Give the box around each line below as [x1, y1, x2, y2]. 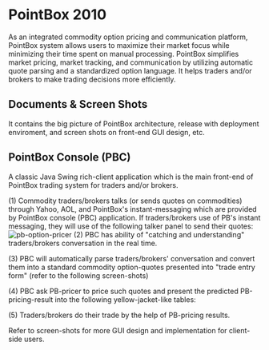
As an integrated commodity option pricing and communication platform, [8, 32, 248, 42]
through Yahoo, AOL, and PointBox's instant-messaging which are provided [8, 204, 258, 213]
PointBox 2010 [8, 6, 106, 24]
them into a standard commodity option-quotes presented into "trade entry [8, 262, 256, 272]
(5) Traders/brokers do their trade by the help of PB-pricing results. [8, 310, 231, 320]
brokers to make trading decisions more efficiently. [8, 74, 176, 84]
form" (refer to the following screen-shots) [8, 270, 149, 280]
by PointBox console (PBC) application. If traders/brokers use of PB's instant [8, 213, 261, 222]
